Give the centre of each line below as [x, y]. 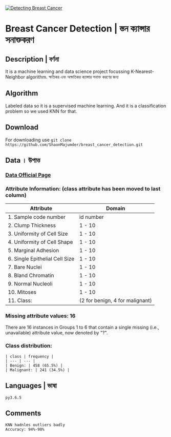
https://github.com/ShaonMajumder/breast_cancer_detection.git [74, 145]
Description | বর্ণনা [32, 59]
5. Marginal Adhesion [34, 251]
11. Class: [20, 300]
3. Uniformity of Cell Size [38, 234]
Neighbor [15, 77]
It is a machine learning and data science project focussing [68, 71]
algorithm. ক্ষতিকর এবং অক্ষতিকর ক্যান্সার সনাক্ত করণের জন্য [72, 77]
